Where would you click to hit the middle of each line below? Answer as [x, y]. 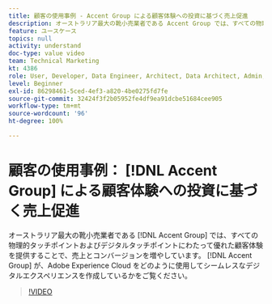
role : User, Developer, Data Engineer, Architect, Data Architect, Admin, [137, 76]
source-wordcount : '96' [49, 114]
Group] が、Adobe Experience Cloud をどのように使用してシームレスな [127, 265]
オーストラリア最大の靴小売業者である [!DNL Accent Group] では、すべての [134, 234]
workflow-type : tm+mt [45, 106]
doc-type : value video [47, 53]
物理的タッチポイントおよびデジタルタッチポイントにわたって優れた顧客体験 [136, 245]
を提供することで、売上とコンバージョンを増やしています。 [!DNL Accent [130, 255]
